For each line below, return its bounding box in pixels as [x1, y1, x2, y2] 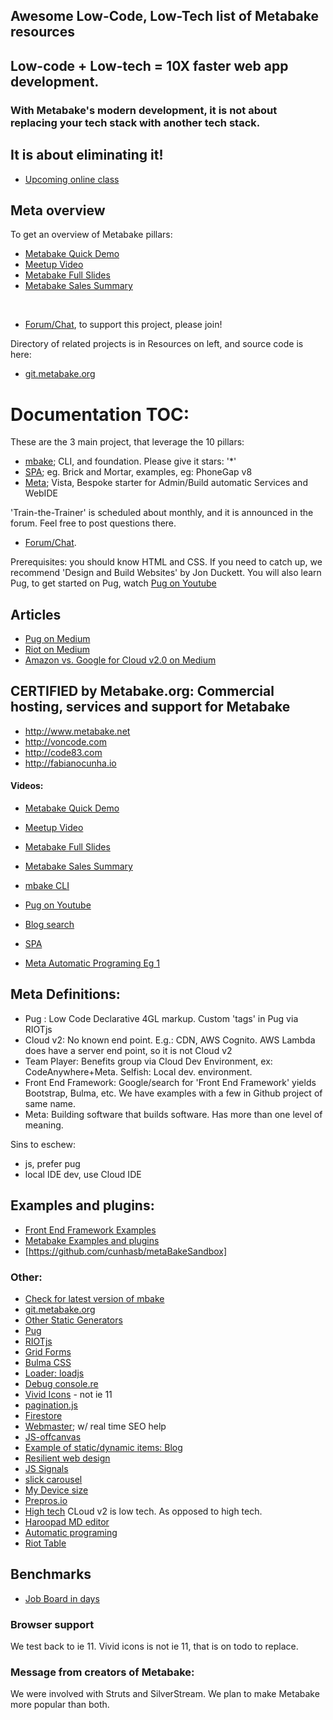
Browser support [10, 1617, 95, 1631]
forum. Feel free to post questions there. [10, 517, 177, 529]
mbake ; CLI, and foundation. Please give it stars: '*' [24, 455, 237, 468]
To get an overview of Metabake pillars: [10, 229, 173, 241]
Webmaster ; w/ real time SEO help [24, 1420, 167, 1433]
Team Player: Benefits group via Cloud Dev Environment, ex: [24, 1055, 273, 1067]
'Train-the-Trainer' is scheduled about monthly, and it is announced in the [10, 507, 314, 519]
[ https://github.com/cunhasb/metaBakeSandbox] [24, 1245, 228, 1257]
